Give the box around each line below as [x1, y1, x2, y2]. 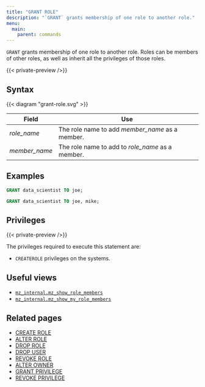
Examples [6, 171, 45, 182]
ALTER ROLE [15, 335, 48, 343]
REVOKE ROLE [15, 355, 52, 362]
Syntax [6, 84, 34, 94]
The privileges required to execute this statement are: [6, 243, 142, 250]
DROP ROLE [15, 342, 46, 349]
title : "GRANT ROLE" [6, 9, 59, 15]
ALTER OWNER [15, 361, 54, 369]
